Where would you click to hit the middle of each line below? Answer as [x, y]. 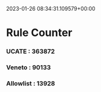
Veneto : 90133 [29, 68]
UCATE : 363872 [31, 51]
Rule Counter [39, 33]
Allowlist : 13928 [31, 83]
